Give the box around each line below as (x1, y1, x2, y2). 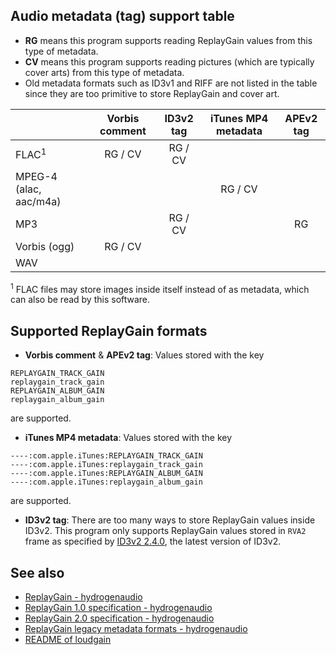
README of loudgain (24, 634, 112, 646)
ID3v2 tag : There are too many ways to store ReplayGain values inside (24, 514, 316, 526)
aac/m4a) (15, 194, 62, 208)
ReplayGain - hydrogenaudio (24, 591, 143, 603)
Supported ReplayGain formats (10, 322, 208, 339)
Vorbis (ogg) (15, 239, 75, 253)
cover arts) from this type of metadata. (24, 66, 185, 78)
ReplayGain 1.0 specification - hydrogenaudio (24, 602, 213, 614)
